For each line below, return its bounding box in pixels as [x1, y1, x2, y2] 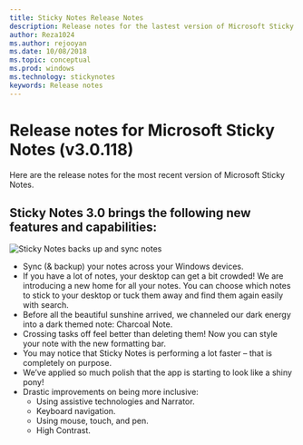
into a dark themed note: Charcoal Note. [22, 319, 173, 330]
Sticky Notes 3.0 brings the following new [9, 205, 251, 221]
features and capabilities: [9, 219, 157, 234]
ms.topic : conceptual [9, 55, 92, 64]
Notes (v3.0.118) [9, 139, 134, 160]
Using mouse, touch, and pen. [35, 415, 150, 427]
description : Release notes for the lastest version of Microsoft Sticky [9, 22, 295, 31]
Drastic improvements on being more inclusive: [22, 387, 200, 398]
